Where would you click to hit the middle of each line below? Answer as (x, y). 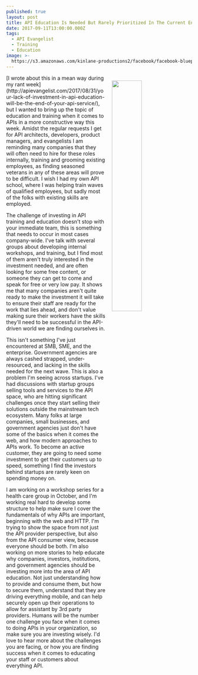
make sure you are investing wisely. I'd (53, 634)
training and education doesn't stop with (55, 221)
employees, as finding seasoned (45, 166)
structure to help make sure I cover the (53, 508)
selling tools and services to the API (49, 390)
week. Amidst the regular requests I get (54, 128)
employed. (19, 204)
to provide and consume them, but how (54, 584)
